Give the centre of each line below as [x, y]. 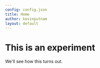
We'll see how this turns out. [34, 62]
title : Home [17, 14]
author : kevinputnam [26, 19]
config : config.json [26, 10]
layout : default [22, 23]
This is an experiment [50, 48]
